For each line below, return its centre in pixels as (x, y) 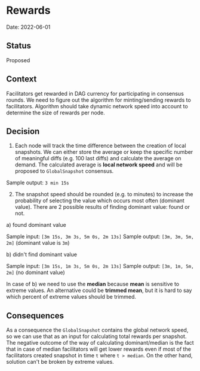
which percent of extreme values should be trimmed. (71, 297)
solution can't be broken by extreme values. (60, 362)
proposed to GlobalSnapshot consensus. (64, 171)
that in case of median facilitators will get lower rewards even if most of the (99, 349)
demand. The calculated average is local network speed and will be (99, 165)
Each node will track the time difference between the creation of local (100, 146)
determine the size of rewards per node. (56, 112)
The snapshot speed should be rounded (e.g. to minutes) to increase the (104, 194)
